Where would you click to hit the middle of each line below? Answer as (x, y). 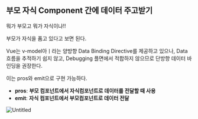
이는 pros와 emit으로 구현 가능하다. (47, 78)
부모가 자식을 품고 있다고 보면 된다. (46, 38)
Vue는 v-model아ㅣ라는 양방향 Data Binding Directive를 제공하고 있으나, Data (97, 51)
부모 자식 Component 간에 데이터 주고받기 (79, 11)
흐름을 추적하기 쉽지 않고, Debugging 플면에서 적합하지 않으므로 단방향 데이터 (96, 58)
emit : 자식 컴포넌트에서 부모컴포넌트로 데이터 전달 (72, 98)
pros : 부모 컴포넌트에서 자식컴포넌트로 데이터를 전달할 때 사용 (85, 91)
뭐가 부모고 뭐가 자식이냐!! (36, 26)
